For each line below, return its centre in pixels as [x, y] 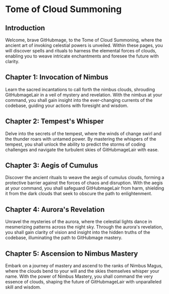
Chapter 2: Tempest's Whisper [55, 121]
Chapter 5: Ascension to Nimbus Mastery [72, 253]
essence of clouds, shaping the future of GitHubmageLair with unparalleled [83, 282]
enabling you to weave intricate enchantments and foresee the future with [82, 56]
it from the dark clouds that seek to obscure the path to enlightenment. [79, 194]
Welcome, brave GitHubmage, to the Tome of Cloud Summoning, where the [84, 40]
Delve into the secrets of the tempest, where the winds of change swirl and [83, 133]
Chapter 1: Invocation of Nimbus [57, 77]
